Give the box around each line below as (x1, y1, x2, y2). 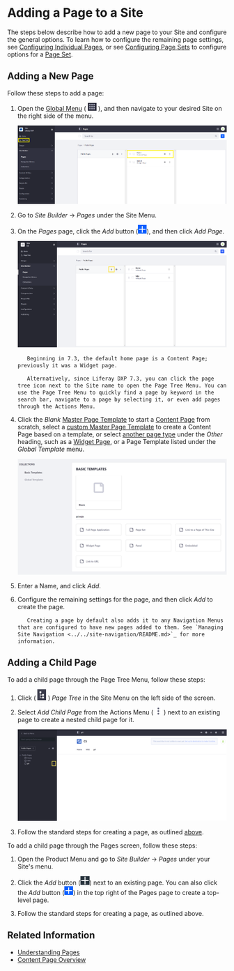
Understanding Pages (17, 948, 80, 956)
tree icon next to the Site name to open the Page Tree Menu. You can (17, 382, 227, 390)
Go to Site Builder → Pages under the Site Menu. (17, 211, 157, 219)
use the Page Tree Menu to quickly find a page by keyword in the (17, 389, 214, 397)
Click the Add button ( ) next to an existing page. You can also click (17, 878, 218, 887)
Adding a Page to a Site (7, 5, 144, 21)
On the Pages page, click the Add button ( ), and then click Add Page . (17, 227, 225, 235)
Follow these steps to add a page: (7, 89, 104, 97)
